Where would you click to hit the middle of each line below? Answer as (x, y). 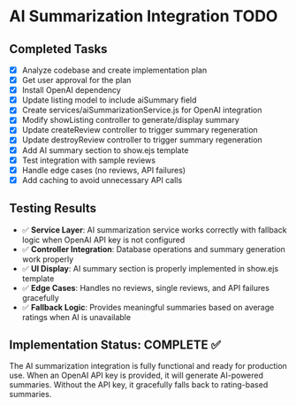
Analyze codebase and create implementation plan (114, 70)
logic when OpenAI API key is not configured (103, 240)
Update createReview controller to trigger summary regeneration (140, 130)
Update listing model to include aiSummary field (109, 100)
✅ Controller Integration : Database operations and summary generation (153, 249)
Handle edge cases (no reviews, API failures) (104, 170)
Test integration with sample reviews (89, 160)
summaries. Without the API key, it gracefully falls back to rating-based (139, 385)
